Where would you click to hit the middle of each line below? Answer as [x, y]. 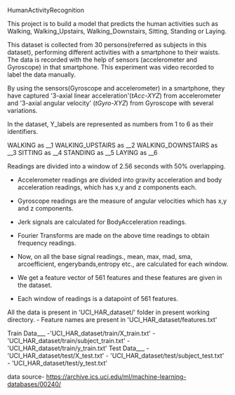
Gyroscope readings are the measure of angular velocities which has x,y [122, 201]
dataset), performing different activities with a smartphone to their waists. [114, 52]
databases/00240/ [34, 384]
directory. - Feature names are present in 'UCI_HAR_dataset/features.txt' [112, 320]
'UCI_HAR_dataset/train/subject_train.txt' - [69, 341]
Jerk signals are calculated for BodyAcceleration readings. [102, 222]
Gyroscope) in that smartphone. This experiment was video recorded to [111, 67]
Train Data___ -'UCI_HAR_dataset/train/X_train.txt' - [81, 333]
